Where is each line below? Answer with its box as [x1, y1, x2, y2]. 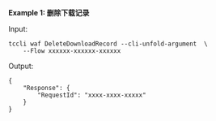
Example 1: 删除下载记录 [8, 8, 90, 17]
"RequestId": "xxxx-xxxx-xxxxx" [37, 91, 147, 99]
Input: [8, 24, 28, 33]
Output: [8, 61, 34, 71]
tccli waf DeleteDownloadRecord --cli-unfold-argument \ [8, 40, 208, 48]
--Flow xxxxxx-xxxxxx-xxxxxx [23, 47, 121, 55]
